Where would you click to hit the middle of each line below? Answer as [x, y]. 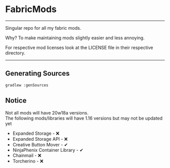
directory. [15, 53]
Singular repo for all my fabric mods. [43, 28]
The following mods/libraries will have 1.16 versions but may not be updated [84, 118]
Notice [16, 101]
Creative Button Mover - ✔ [40, 144]
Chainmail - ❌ [27, 155]
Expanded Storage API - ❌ [40, 139]
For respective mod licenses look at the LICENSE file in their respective [79, 47]
